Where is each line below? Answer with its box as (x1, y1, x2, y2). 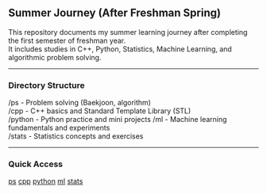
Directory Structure (8, 79, 85, 90)
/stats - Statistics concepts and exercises (8, 131, 144, 141)
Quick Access (8, 158, 64, 169)
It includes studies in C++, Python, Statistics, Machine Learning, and (8, 44, 232, 54)
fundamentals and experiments (8, 123, 110, 133)
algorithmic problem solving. (8, 52, 102, 62)
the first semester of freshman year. (8, 36, 126, 45)
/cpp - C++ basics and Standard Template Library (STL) (8, 106, 192, 116)
